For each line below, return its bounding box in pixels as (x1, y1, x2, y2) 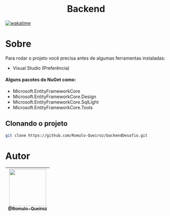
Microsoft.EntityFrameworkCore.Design (12, 93, 96, 100)
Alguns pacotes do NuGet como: (5, 76, 76, 83)
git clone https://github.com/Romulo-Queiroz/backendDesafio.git (5, 133, 147, 138)
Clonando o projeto (5, 119, 68, 128)
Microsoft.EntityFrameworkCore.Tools (12, 105, 93, 111)
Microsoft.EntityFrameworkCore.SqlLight (12, 99, 99, 105)
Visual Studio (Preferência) (12, 65, 70, 71)
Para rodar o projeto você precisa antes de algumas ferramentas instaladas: (5, 55, 165, 61)
